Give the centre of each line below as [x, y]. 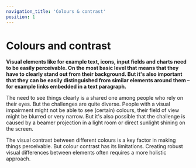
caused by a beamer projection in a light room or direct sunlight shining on [96, 123]
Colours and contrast [59, 46]
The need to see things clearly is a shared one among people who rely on [94, 98]
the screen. [20, 129]
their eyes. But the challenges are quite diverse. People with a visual [88, 104]
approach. [18, 159]
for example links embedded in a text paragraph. [66, 87]
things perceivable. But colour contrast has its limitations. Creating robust [94, 146]
